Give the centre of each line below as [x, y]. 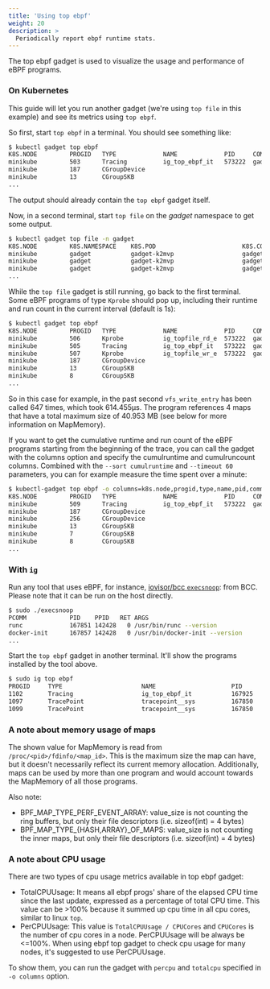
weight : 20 [27, 23]
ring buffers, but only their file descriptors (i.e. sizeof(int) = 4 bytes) [132, 821]
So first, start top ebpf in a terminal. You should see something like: [120, 132]
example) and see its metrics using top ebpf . [82, 117]
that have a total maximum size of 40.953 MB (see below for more [118, 416]
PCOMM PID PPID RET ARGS [79, 618]
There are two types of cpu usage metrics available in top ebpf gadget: [126, 877]
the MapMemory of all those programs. [73, 781]
